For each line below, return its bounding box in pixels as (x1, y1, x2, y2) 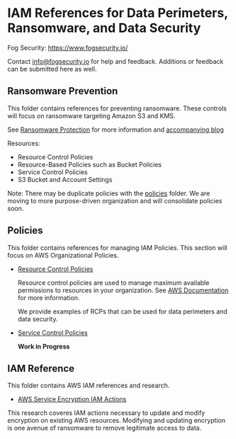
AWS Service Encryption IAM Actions (17, 395, 127, 404)
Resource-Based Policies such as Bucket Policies (17, 160, 162, 169)
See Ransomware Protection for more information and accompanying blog (7, 125, 225, 134)
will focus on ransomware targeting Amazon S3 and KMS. (7, 111, 176, 120)
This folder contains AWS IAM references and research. (7, 381, 170, 390)
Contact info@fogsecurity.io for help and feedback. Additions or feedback (7, 57, 224, 65)
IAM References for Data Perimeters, (7, 5, 228, 21)
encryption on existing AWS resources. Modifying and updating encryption (7, 416, 225, 425)
